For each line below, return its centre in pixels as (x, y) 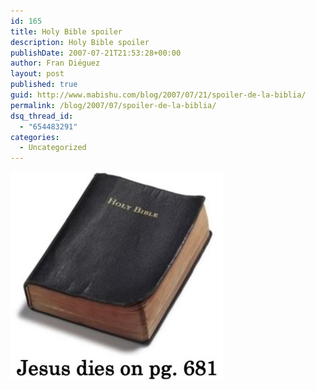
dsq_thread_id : (42, 116)
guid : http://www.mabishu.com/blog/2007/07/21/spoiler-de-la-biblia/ (158, 95)
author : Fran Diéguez (55, 63)
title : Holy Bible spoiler (66, 31)
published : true (44, 85)
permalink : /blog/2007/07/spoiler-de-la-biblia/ (113, 105)
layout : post (37, 74)
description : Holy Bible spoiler (80, 42)
